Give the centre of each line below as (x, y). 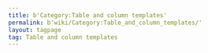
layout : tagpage (35, 30)
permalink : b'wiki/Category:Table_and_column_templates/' (105, 23)
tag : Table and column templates (63, 37)
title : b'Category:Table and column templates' (88, 15)
